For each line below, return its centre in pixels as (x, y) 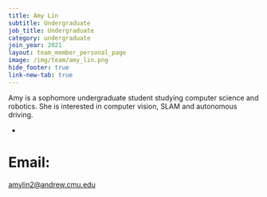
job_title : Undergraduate (51, 30)
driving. (21, 114)
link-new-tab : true (41, 75)
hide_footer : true (39, 68)
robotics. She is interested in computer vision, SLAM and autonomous (123, 106)
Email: (29, 162)
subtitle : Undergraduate (49, 23)
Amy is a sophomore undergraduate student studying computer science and (133, 97)
